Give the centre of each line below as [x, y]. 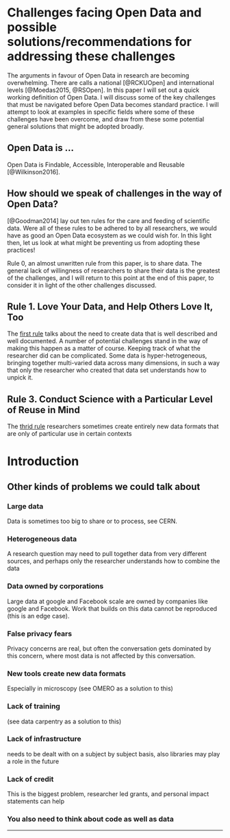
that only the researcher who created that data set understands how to [107, 370]
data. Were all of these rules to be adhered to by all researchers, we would [112, 228]
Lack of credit [30, 779]
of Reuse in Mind [43, 410]
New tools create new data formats [67, 673]
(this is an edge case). [38, 616]
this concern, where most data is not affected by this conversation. [102, 655]
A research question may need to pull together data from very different [107, 554]
